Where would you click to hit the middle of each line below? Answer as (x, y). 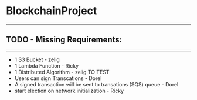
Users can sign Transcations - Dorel (58, 78)
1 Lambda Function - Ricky (47, 65)
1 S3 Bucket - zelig (37, 59)
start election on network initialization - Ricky (69, 91)
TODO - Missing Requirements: (64, 40)
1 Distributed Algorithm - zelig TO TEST (62, 72)
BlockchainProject (52, 11)
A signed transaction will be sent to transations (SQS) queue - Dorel (96, 84)
